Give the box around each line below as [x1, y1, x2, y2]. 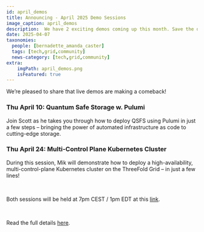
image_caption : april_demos [6, 20, 78, 26]
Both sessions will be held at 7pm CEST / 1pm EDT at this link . [6, 195, 160, 203]
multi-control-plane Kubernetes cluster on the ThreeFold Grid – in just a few [6, 165, 195, 172]
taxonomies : [6, 37, 36, 43]
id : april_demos [6, 9, 47, 15]
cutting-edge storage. [6, 130, 61, 137]
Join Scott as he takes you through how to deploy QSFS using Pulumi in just [6, 117, 196, 124]
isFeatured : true [17, 71, 61, 77]
